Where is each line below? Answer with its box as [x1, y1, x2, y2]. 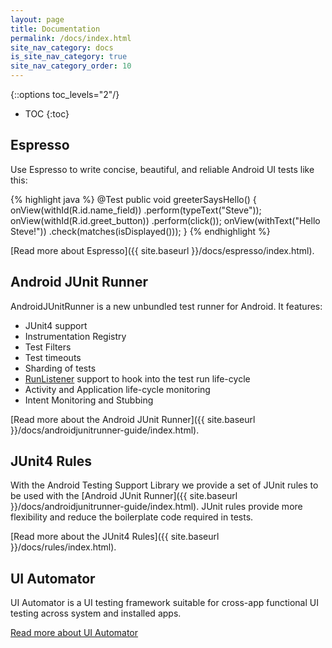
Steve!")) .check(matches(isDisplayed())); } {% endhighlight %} [10, 225, 271, 237]
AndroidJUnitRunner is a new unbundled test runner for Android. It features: [10, 300, 323, 312]
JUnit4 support [24, 319, 88, 331]
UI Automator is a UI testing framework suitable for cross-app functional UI [10, 597, 319, 609]
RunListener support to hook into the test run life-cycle [24, 372, 251, 385]
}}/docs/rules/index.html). [10, 541, 117, 553]
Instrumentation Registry [24, 330, 127, 342]
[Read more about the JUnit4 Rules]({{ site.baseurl [10, 531, 220, 543]
